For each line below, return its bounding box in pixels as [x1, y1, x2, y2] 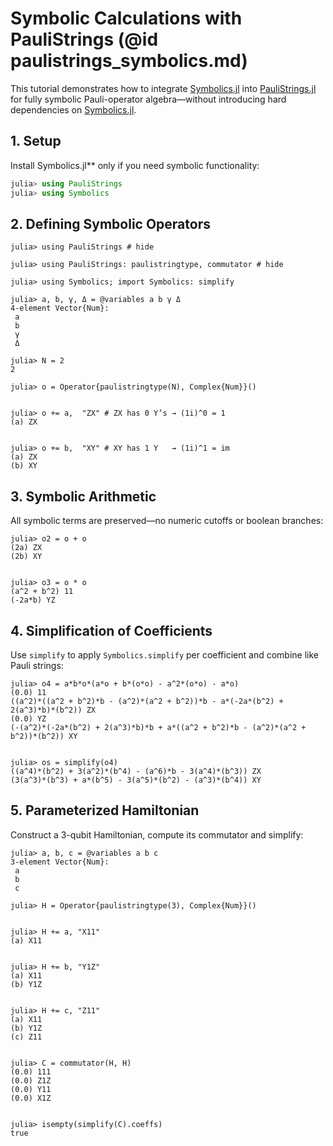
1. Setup [10, 133, 62, 150]
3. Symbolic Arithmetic [10, 488, 157, 505]
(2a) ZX [10, 543, 43, 553]
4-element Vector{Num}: [10, 303, 110, 314]
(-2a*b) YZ [10, 595, 56, 606]
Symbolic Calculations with [10, 7, 243, 30]
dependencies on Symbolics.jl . [10, 103, 137, 116]
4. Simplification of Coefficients [10, 622, 213, 639]
